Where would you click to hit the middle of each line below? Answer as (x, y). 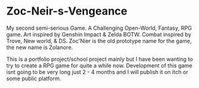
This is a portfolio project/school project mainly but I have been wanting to (100, 59)
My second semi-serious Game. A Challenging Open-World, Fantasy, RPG (99, 28)
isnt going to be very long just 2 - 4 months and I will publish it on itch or (97, 72)
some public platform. (34, 78)
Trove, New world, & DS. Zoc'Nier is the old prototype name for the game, (99, 41)
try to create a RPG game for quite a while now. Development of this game (99, 66)
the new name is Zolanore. (40, 47)
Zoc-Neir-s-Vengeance (67, 11)
